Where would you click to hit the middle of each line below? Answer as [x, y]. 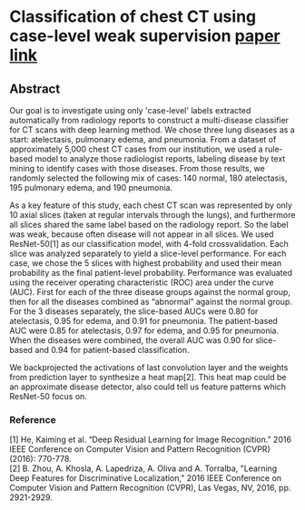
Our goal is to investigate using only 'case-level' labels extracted [130, 110]
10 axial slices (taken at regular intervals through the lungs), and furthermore [152, 215]
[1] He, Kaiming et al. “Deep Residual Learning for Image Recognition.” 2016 [151, 440]
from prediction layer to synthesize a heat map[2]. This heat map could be [148, 377]
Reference [33, 419]
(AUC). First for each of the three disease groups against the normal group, [150, 292]
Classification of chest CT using [133, 17]
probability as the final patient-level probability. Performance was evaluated [151, 273]
